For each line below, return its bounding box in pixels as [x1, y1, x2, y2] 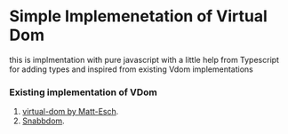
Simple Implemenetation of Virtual [9, 6, 268, 27]
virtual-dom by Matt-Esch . [21, 106, 119, 117]
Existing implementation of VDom [9, 86, 158, 99]
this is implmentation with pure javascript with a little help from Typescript [9, 54, 280, 65]
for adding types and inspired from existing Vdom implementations [9, 64, 253, 75]
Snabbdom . [21, 115, 65, 126]
